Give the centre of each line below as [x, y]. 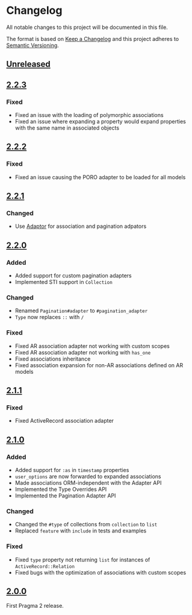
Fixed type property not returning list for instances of [82, 560]
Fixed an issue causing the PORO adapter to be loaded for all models [100, 177]
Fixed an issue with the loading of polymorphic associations [89, 115]
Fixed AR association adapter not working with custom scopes [92, 346]
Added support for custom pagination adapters [73, 276]
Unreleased [29, 64]
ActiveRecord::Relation [45, 566]
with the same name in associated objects [67, 128]
